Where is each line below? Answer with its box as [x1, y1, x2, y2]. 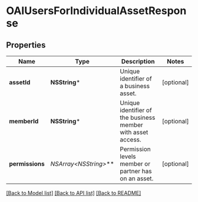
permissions [9, 160, 45, 168]
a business [120, 82, 150, 90]
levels [120, 153, 137, 160]
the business [120, 113, 156, 122]
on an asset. [120, 174, 154, 183]
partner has [120, 167, 152, 175]
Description [121, 58, 155, 65]
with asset [120, 128, 148, 136]
